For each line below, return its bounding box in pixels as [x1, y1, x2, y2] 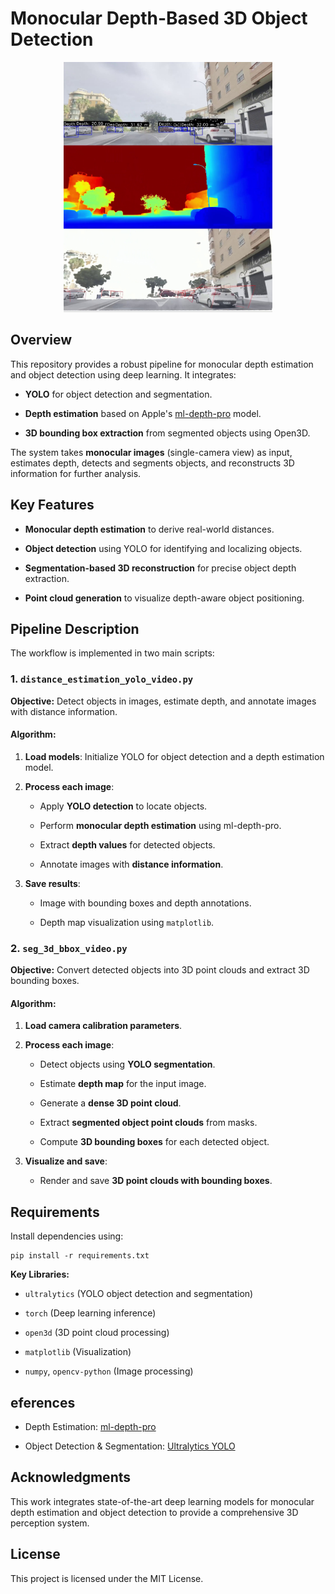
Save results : [24, 877, 81, 889]
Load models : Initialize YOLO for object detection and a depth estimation [24, 750, 325, 762]
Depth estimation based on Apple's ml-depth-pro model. [24, 407, 262, 419]
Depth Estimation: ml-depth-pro [24, 1421, 157, 1432]
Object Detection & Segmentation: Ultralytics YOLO [24, 1440, 236, 1452]
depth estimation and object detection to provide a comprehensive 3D [10, 1506, 299, 1518]
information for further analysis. [10, 467, 142, 479]
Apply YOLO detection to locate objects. [39, 800, 208, 812]
